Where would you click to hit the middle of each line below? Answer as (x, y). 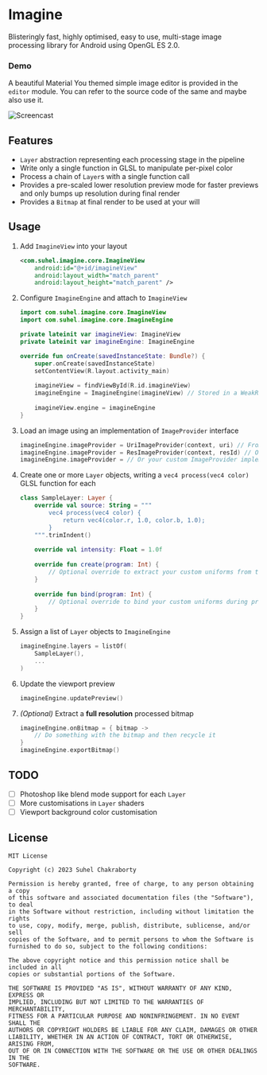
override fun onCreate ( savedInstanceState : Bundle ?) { (112, 356)
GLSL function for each (58, 484)
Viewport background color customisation (88, 812)
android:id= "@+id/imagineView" (86, 268)
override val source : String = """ (93, 506)
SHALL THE (25, 1023)
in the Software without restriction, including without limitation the (131, 911)
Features (31, 140)
